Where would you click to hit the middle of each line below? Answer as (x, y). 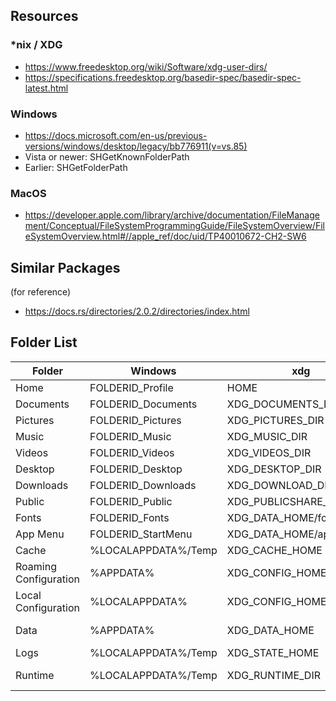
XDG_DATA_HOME (270, 630)
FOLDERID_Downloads (143, 485)
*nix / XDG (36, 45)
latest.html (46, 88)
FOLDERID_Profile (131, 387)
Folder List (44, 342)
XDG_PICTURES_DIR (275, 420)
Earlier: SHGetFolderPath (76, 167)
